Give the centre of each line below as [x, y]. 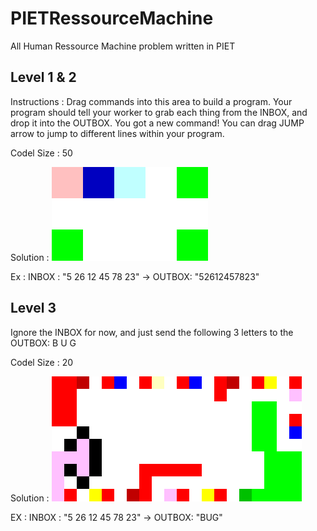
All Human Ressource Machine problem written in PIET [123, 46]
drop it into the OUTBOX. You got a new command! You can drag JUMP [157, 123]
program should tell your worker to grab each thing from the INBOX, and [159, 112]
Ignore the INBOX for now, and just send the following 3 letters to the [152, 332]
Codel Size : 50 [41, 153]
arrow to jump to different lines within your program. [117, 133]
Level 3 [33, 308]
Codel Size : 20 [42, 362]
